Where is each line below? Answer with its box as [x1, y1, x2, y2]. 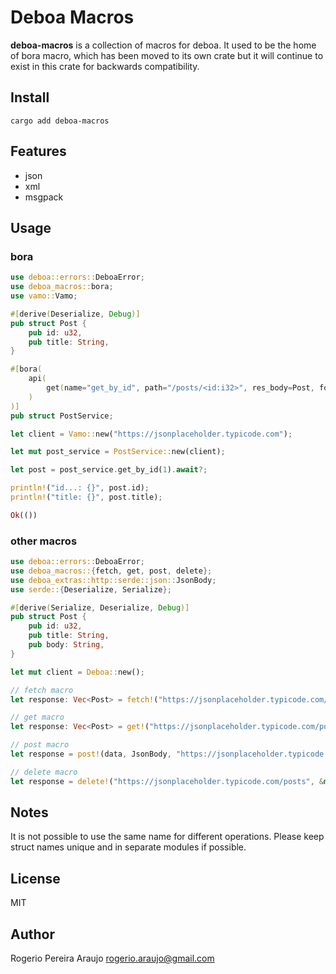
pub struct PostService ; [10, 411, 114, 421]
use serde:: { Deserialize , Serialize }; [10, 584, 172, 595]
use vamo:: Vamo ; [10, 291, 78, 301]
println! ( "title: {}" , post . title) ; [10, 492, 163, 502]
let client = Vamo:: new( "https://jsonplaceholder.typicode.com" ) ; [10, 429, 293, 439]
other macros [10, 534, 78, 548]
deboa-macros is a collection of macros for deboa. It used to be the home [10, 39, 317, 51]
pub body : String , [28, 640, 105, 650]
